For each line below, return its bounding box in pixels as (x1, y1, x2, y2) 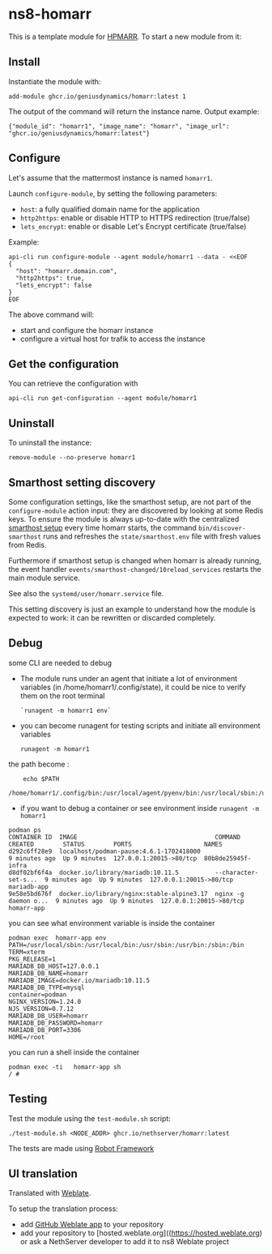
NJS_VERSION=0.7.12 (8, 1004, 74, 1013)
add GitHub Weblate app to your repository (19, 1220, 164, 1230)
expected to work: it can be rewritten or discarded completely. (8, 613, 216, 622)
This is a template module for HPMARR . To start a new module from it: (8, 32, 242, 41)
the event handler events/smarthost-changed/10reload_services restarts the (8, 565, 261, 574)
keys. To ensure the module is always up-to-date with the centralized (8, 514, 240, 523)
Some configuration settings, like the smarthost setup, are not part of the (8, 497, 252, 506)
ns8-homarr (8, 5, 91, 23)
